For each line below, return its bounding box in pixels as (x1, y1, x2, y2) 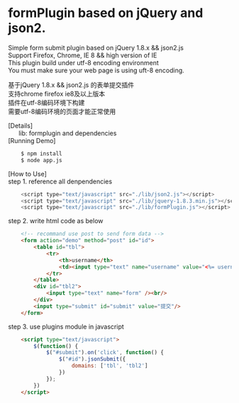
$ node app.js (21, 157, 62, 164)
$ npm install (21, 150, 62, 157)
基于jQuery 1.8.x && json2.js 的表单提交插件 (8, 80, 134, 89)
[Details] (8, 121, 33, 130)
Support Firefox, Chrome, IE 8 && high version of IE (8, 51, 157, 59)
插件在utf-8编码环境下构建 (8, 98, 85, 107)
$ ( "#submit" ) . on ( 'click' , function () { (45, 349, 164, 356)
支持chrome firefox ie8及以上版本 (8, 89, 106, 98)
